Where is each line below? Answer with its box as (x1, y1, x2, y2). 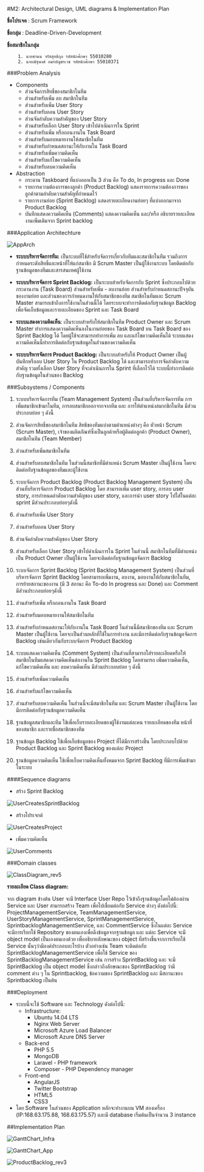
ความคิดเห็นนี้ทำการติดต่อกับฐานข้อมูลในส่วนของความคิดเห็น (15, 339, 136, 346)
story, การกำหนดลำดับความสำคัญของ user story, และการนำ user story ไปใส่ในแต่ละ (15, 492, 197, 499)
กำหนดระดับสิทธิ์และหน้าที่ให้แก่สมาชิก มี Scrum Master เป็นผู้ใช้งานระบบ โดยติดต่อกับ (15, 260, 194, 267)
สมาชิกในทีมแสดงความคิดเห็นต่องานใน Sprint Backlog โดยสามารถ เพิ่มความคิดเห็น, (15, 657, 190, 663)
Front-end (24, 1072, 50, 1079)
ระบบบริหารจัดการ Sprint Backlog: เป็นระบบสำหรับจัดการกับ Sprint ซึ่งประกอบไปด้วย (15, 279, 196, 285)
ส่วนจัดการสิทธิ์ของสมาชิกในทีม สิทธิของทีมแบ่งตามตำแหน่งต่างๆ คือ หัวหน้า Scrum (15, 421, 183, 428)
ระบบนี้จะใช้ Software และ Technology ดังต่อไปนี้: (15, 1000, 125, 1008)
